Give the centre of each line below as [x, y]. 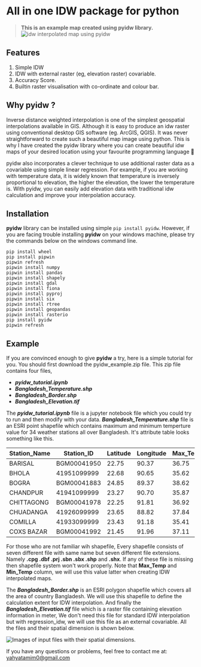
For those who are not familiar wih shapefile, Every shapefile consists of [95, 547]
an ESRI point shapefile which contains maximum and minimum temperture [98, 426]
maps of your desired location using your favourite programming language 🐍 [100, 152]
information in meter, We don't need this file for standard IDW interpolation [98, 615]
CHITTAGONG [29, 503]
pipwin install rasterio [37, 315]
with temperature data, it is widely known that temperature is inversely [93, 176]
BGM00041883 [79, 483]
